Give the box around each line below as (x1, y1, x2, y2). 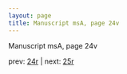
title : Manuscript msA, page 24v (8, 19, 120, 27)
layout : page (8, 11, 52, 20)
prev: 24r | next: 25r (8, 56, 74, 66)
